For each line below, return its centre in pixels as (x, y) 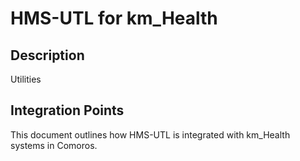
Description (47, 55)
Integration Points (67, 110)
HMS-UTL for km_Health (114, 18)
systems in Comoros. (54, 145)
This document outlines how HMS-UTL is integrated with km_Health (150, 134)
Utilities (26, 79)
